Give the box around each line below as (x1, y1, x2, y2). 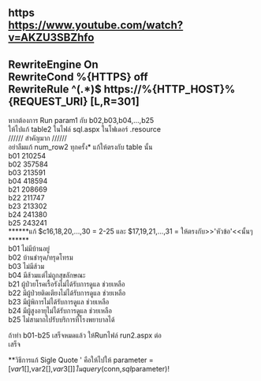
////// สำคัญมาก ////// (8, 133, 67, 143)
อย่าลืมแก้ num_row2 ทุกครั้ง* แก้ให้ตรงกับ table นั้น (8, 142, 153, 152)
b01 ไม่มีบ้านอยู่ (8, 244, 50, 253)
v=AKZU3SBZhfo (8, 31, 95, 44)
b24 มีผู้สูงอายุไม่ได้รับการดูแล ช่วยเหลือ (8, 306, 113, 316)
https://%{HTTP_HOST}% (103, 82, 236, 95)
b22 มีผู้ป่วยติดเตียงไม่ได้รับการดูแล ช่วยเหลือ (8, 288, 126, 298)
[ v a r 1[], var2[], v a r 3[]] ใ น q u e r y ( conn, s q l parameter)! (8, 364, 170, 374)
